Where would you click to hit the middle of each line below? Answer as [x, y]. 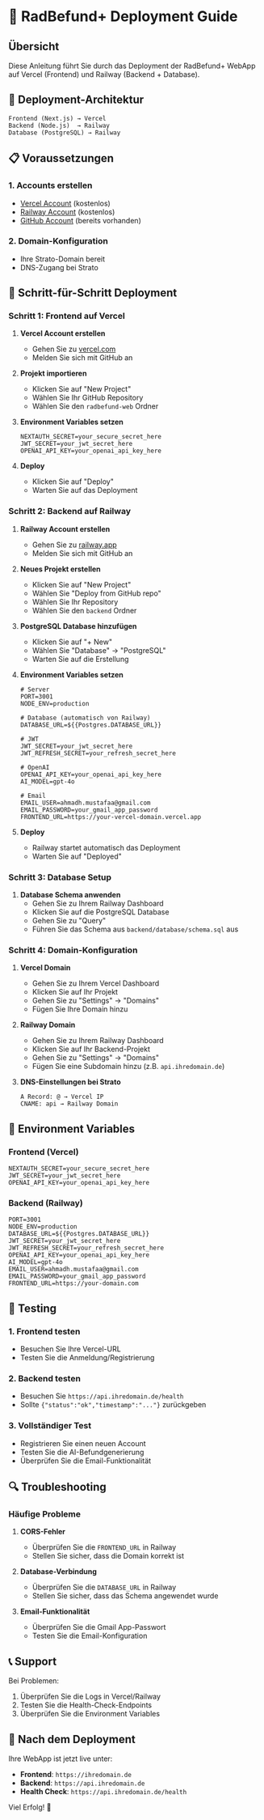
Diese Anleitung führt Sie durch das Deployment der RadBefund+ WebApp [132, 66]
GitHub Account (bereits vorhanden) [80, 220]
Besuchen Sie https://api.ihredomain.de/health [102, 1396]
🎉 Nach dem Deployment [72, 1739]
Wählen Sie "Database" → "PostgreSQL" [99, 650]
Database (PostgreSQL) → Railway [65, 133]
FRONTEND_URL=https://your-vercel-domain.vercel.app [111, 817]
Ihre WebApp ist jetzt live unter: [61, 1758]
